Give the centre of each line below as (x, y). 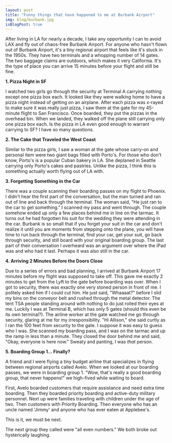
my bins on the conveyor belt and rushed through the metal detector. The (83, 298)
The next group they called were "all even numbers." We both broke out (81, 430)
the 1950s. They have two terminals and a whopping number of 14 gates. (82, 55)
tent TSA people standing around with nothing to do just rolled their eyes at (85, 304)
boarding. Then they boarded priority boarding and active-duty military (80, 393)
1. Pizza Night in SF (26, 82)
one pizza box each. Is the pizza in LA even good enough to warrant (78, 124)
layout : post (19, 10)
